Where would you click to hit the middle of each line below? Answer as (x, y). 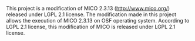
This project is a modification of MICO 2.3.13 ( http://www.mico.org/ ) (88, 8)
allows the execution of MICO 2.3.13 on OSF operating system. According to (98, 20)
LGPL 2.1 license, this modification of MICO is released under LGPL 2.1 (91, 27)
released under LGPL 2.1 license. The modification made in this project (91, 14)
